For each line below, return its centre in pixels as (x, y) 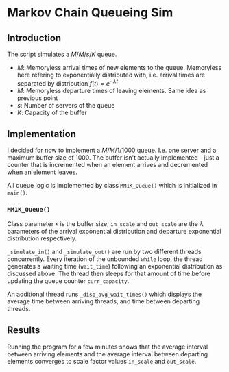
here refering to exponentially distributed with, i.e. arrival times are (111, 75)
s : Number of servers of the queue (66, 105)
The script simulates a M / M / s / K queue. (62, 54)
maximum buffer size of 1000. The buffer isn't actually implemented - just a (113, 158)
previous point (37, 98)
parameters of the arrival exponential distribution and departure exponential (114, 231)
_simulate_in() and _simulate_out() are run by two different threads (104, 251)
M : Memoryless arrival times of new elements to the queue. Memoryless (119, 67)
